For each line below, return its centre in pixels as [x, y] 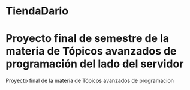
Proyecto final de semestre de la [88, 39]
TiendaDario [37, 11]
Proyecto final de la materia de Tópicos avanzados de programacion [90, 81]
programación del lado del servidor [95, 64]
